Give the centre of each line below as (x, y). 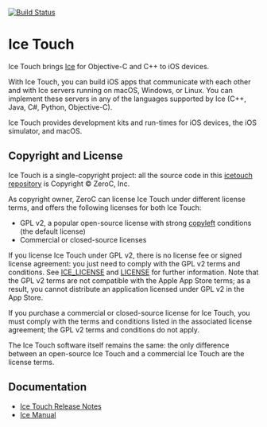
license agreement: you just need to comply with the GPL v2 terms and (124, 263)
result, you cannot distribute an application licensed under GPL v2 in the (126, 289)
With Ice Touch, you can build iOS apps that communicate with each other (130, 82)
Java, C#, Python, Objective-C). (60, 107)
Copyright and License (66, 156)
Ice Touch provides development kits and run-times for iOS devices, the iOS (132, 122)
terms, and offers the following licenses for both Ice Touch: (105, 208)
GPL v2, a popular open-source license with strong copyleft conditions (135, 223)
